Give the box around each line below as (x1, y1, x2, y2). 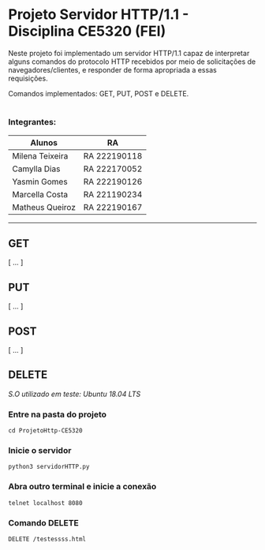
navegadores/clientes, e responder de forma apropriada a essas (8, 65, 217, 74)
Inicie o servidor (8, 444, 72, 455)
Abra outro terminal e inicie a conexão (8, 481, 157, 492)
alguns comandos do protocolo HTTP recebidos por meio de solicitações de (8, 57, 256, 66)
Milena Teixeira (12, 150, 69, 161)
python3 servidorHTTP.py (8, 463, 90, 471)
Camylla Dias (12, 163, 61, 174)
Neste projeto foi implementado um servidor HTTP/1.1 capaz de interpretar (8, 48, 250, 58)
